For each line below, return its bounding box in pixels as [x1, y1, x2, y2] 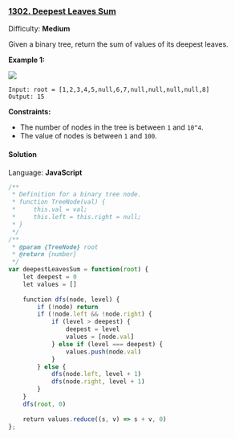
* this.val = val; [11, 205, 88, 214]
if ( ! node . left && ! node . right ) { [37, 310, 152, 319]
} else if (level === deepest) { [51, 340, 163, 348]
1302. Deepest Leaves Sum [8, 6, 116, 17]
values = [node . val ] [65, 333, 135, 341]
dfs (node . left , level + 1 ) [51, 370, 142, 378]
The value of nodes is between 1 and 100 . [19, 131, 158, 141]
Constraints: [8, 107, 51, 117]
